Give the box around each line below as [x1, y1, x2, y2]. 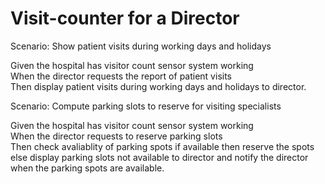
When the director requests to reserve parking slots [10, 130, 223, 142]
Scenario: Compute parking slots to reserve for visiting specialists [10, 100, 282, 112]
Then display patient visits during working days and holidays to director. [10, 80, 307, 92]
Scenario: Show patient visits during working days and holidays [10, 40, 272, 52]
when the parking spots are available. [10, 162, 165, 174]
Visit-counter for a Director [10, 7, 240, 30]
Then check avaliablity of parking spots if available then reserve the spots [10, 140, 315, 152]
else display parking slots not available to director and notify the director [10, 151, 309, 163]
